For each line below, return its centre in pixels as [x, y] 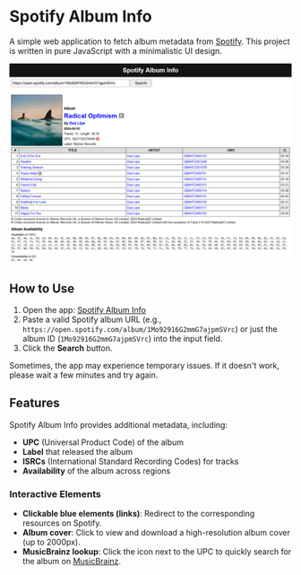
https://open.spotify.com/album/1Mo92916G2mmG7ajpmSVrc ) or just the [150, 329]
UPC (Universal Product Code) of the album [103, 442]
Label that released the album [77, 451]
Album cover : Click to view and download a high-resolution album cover [156, 533]
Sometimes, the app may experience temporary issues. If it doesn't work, [145, 366]
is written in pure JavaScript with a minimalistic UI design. [116, 50]
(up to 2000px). [51, 542]
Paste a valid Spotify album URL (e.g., [92, 319]
